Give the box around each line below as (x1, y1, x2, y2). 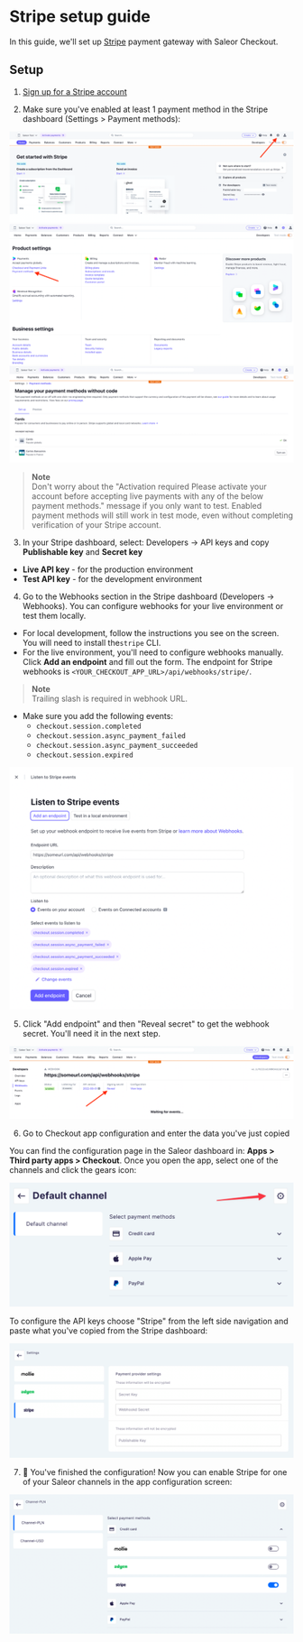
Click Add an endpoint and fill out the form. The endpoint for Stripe (22, 657, 273, 668)
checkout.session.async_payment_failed (35, 732, 187, 741)
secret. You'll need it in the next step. (22, 1028, 161, 1038)
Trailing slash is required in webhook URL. (31, 693, 188, 705)
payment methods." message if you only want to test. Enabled (31, 501, 262, 512)
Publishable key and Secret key (22, 547, 143, 558)
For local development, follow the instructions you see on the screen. (22, 628, 280, 639)
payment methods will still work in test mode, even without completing (31, 510, 294, 521)
